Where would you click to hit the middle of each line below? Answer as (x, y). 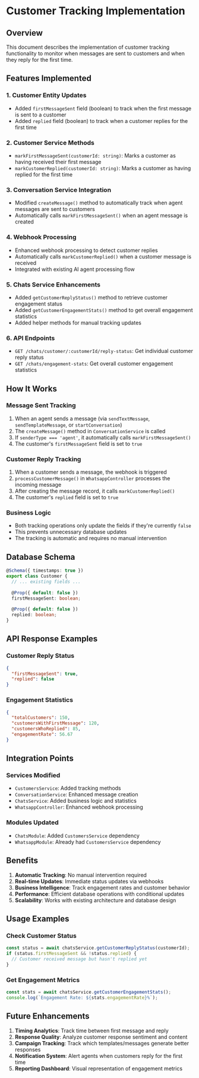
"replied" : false (33, 679)
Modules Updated (32, 822)
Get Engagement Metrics (43, 980)
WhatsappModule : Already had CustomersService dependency (88, 841)
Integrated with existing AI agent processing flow (75, 269)
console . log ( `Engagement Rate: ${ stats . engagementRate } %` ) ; (82, 997)
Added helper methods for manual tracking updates (78, 323)
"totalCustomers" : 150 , (41, 718)
